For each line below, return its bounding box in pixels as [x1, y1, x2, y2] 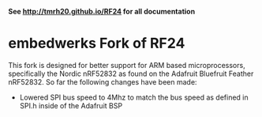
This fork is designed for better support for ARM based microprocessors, [8, 60, 246, 70]
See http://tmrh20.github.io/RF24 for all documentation [8, 7, 196, 16]
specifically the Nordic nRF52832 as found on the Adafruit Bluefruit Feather [8, 69, 254, 78]
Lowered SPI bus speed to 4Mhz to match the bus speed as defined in [19, 92, 249, 102]
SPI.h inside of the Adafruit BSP [19, 100, 123, 110]
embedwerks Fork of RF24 [8, 35, 185, 52]
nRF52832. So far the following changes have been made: [8, 77, 197, 86]
